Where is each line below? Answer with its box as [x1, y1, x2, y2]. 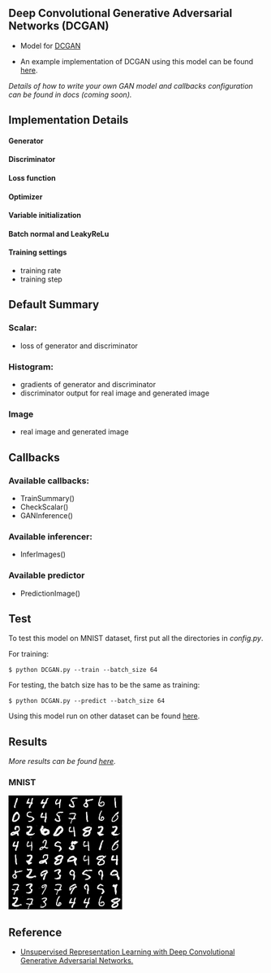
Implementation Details [8, 113, 129, 127]
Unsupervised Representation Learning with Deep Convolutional [19, 947, 235, 957]
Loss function [8, 172, 56, 182]
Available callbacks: [8, 475, 89, 486]
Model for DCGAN [19, 41, 81, 50]
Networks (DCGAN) [8, 20, 110, 33]
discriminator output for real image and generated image [19, 388, 209, 398]
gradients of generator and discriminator [19, 379, 157, 389]
